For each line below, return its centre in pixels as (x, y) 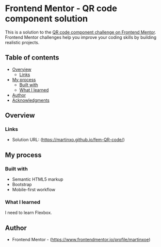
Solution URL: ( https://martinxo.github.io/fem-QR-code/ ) (68, 140)
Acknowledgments (31, 100)
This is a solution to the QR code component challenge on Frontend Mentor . (80, 32)
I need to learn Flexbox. (29, 213)
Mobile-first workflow (34, 190)
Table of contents (32, 58)
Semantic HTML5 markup (38, 179)
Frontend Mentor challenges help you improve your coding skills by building (81, 37)
